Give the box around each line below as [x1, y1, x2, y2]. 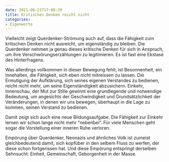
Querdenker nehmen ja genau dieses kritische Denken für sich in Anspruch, [5, 46, 164, 52]
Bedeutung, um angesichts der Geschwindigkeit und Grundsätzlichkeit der [5, 94, 161, 100]
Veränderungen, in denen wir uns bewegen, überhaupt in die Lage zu [5, 99, 150, 105]
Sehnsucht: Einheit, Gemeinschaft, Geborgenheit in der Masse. [5, 151, 137, 157]
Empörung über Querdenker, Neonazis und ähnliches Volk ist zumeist [5, 135, 151, 141]
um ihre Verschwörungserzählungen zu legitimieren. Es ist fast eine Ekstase [5, 52, 164, 58]
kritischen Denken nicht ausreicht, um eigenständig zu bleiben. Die [5, 41, 145, 47]
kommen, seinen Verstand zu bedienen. [5, 104, 88, 110]
